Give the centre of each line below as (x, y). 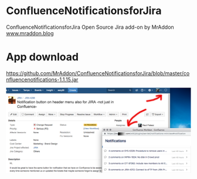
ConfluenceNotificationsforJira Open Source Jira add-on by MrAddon (90, 27)
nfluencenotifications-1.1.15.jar (42, 79)
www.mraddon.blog (30, 33)
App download (43, 57)
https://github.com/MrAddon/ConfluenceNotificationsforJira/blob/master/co (98, 73)
